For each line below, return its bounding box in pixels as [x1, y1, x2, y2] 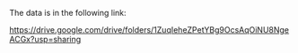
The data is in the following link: [9, 8, 127, 18]
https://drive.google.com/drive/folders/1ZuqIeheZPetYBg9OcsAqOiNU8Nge [9, 25, 290, 34]
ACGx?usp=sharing [9, 34, 82, 44]
